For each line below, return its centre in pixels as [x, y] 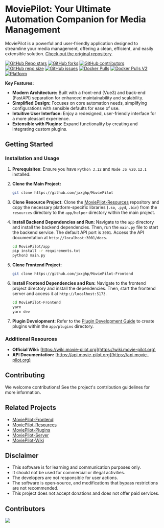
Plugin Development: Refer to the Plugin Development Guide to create [83, 321]
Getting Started [29, 145]
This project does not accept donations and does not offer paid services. [86, 493]
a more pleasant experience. [41, 118]
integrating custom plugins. [40, 129]
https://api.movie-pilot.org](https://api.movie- [103, 355]
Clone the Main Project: [36, 184]
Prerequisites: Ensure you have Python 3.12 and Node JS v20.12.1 [79, 169]
